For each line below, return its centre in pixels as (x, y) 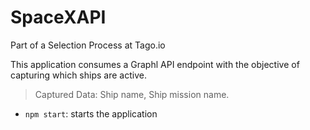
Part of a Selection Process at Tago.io (88, 45)
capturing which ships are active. (78, 75)
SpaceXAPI (58, 17)
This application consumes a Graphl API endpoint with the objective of (155, 64)
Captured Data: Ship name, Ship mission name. (132, 94)
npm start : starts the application (91, 113)
